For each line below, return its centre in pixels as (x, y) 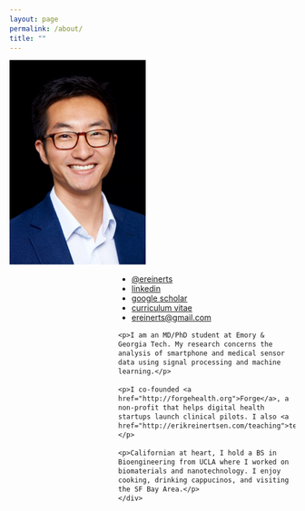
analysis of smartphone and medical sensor (202, 353)
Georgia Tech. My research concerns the (195, 344)
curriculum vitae (162, 307)
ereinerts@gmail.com (171, 317)
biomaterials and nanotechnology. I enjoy (199, 471)
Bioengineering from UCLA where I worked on (203, 462)
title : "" (28, 38)
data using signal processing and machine (199, 362)
